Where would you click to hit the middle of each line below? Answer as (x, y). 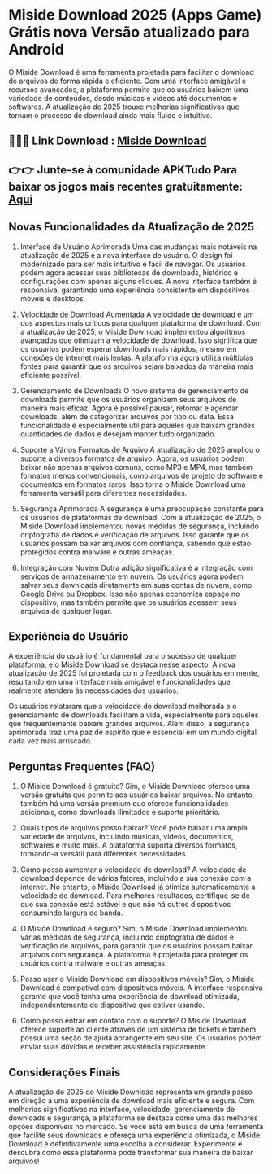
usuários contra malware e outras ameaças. (93, 963)
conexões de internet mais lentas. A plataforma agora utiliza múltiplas (136, 357)
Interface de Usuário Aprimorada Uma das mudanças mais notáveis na (138, 247)
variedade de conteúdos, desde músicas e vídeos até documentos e (123, 98)
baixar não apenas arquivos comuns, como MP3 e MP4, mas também (136, 467)
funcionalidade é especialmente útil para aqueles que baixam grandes (138, 425)
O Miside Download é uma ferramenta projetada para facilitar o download (131, 72)
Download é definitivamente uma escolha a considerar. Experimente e (125, 1143)
